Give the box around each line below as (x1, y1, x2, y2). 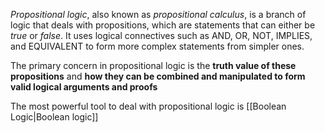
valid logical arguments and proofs (10, 81, 158, 93)
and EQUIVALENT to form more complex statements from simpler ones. (10, 40, 305, 52)
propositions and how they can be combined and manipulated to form (10, 70, 306, 82)
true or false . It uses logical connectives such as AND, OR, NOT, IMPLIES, (10, 30, 313, 41)
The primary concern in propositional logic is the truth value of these (10, 60, 297, 71)
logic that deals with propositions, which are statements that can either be (10, 19, 316, 31)
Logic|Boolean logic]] (10, 111, 99, 123)
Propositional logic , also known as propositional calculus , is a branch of (10, 9, 307, 20)
